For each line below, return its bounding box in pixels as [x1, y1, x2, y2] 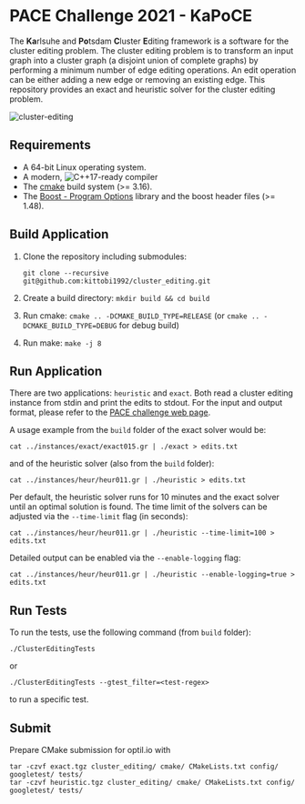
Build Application [9, 226, 109, 242]
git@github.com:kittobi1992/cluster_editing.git [22, 276, 211, 286]
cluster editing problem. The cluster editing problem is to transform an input [9, 45, 294, 55]
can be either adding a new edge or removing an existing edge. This [9, 74, 266, 85]
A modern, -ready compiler [22, 171, 158, 182]
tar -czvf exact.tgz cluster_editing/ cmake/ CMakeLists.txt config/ [9, 762, 280, 771]
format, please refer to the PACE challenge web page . [9, 407, 211, 418]
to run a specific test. [9, 694, 89, 705]
